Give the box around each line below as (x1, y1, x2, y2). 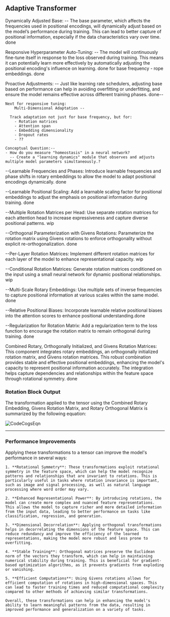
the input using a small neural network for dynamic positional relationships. (5, 271, 162, 277)
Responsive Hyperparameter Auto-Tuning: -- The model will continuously (5, 49, 158, 55)
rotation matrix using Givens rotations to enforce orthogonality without (5, 235, 152, 241)
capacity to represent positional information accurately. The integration (5, 365, 153, 371)
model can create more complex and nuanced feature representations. (5, 501, 155, 506)
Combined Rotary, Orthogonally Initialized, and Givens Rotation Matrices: (5, 343, 157, 349)
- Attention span (14, 123, 51, 129)
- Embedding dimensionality (14, 128, 73, 133)
